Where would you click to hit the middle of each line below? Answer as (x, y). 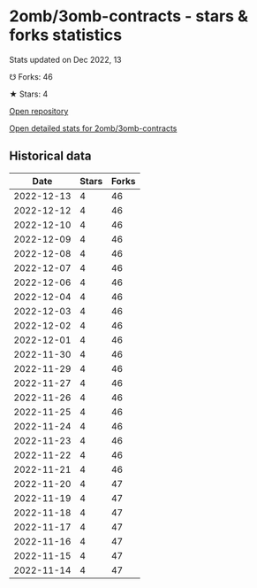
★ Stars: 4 (29, 94)
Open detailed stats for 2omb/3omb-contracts (93, 128)
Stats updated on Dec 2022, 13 (65, 59)
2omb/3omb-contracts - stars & (129, 16)
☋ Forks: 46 (31, 76)
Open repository (39, 111)
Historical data (50, 156)
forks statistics (65, 35)
